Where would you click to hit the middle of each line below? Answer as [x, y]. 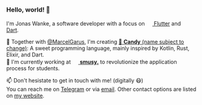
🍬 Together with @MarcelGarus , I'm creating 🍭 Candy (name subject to [95, 42]
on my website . [25, 96]
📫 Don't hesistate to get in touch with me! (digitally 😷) [75, 81]
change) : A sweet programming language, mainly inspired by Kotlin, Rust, [98, 49]
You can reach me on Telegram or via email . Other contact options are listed [101, 89]
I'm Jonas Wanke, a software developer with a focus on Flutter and [93, 24]
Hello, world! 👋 [28, 10]
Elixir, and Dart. [25, 55]
